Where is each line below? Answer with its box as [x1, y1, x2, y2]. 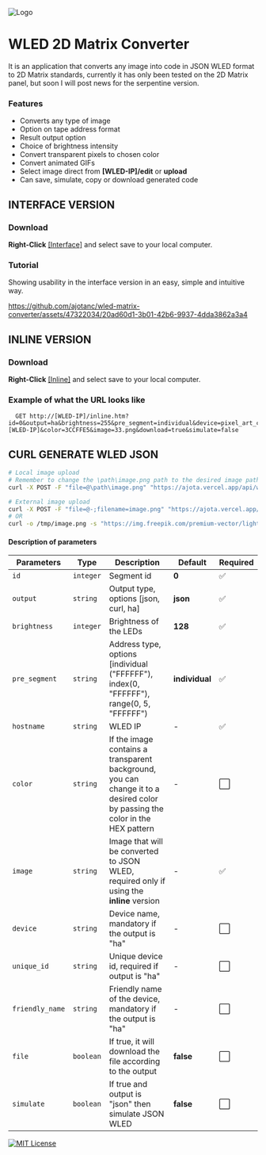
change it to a [108, 783, 160, 794]
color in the [108, 813, 151, 824]
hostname [12, 722, 45, 731]
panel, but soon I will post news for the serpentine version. [8, 78, 199, 87]
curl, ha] [108, 603, 140, 614]
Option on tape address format [19, 124, 120, 134]
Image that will [108, 836, 164, 847]
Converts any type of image [19, 116, 111, 126]
